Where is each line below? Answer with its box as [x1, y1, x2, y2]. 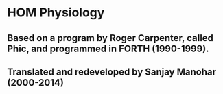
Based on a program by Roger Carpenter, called [7, 32, 214, 44]
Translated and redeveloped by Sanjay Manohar [7, 66, 217, 78]
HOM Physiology [7, 5, 105, 21]
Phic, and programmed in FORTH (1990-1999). [7, 43, 209, 54]
